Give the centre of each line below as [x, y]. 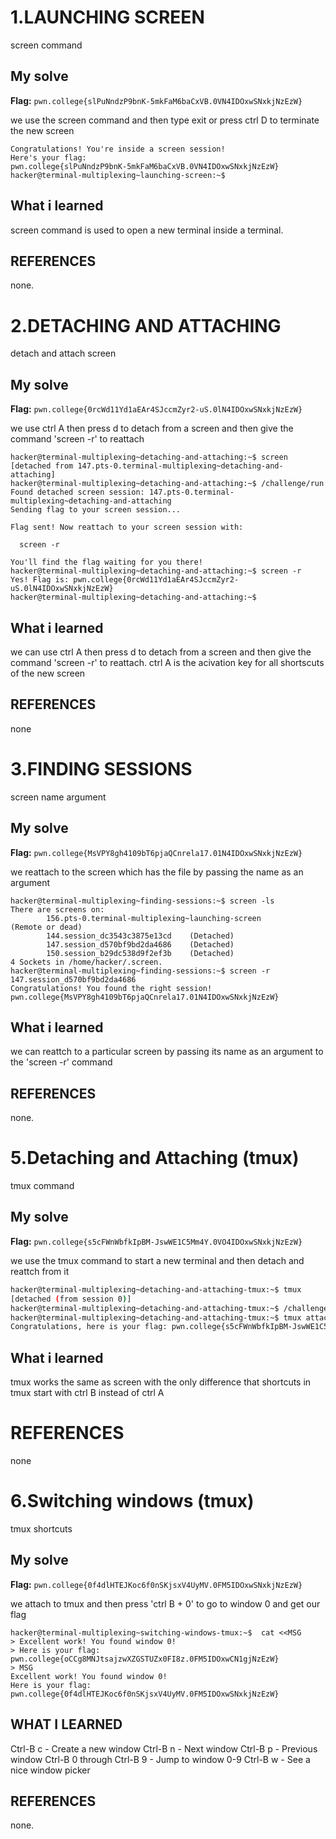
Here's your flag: [48, 157]
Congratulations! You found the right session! [111, 988]
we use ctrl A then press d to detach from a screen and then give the [152, 428]
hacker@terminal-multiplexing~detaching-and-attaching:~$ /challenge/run [167, 484]
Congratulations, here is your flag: [89, 1327]
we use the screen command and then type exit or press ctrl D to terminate [165, 120]
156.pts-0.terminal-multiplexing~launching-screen [154, 918]
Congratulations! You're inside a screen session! [118, 149]
